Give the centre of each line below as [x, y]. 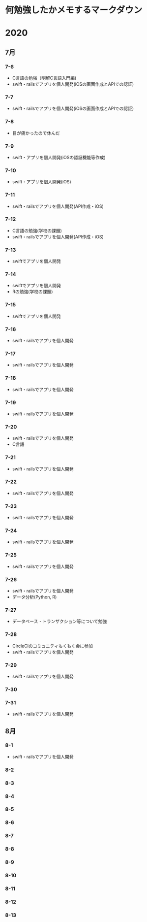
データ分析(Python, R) [34, 597]
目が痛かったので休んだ [36, 133]
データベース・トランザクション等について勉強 [59, 622]
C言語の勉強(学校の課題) [37, 230]
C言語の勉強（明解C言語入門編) [44, 78]
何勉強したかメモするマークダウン [74, 10]
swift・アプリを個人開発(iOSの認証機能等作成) [59, 157]
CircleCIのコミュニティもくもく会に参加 [53, 646]
